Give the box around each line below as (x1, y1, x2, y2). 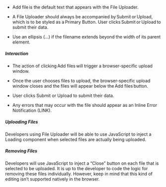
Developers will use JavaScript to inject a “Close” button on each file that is (5, 160, 159, 166)
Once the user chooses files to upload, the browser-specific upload (12, 78, 151, 84)
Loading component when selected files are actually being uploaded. (5, 136, 146, 142)
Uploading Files (5, 119, 38, 125)
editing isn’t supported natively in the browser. (5, 176, 100, 182)
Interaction (5, 50, 29, 56)
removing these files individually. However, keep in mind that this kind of (5, 171, 153, 177)
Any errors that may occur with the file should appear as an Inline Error (12, 102, 158, 108)
